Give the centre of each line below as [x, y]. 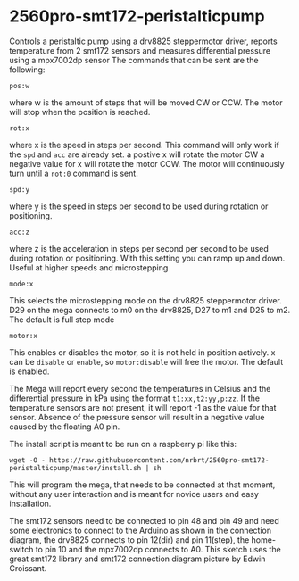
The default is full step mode [62, 320]
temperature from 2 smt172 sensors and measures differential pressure [140, 50]
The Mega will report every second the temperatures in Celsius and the [140, 388]
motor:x [24, 336]
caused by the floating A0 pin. [65, 427]
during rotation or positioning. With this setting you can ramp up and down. [147, 258]
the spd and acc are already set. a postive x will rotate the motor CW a [137, 154]
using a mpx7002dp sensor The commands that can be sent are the [134, 60]
